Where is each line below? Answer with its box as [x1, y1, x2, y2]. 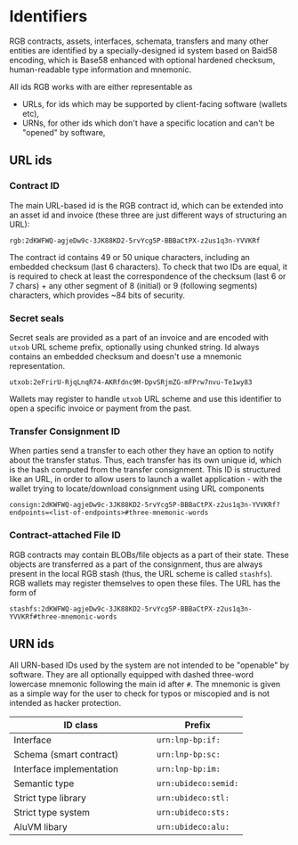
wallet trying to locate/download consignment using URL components [9, 483, 265, 494]
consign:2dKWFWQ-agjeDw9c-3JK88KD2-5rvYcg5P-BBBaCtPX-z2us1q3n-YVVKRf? [9, 501, 280, 510]
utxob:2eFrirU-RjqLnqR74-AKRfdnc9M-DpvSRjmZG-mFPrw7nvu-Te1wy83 [9, 377, 253, 387]
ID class [63, 719, 99, 732]
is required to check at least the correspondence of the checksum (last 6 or [9, 270, 286, 282]
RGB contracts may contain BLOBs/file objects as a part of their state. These [9, 549, 289, 560]
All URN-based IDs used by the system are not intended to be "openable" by [9, 660, 290, 670]
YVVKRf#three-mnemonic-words [9, 612, 117, 621]
